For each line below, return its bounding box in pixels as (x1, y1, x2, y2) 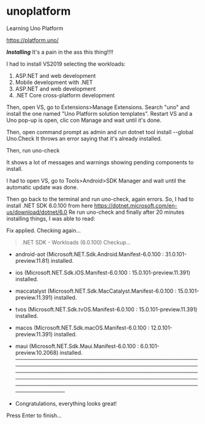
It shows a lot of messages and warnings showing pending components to (6, 158, 194, 166)
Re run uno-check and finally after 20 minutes (68, 208, 185, 216)
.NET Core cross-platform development (15, 91, 115, 99)
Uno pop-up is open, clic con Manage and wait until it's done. (6, 116, 162, 124)
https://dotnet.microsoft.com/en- (94, 202, 177, 209)
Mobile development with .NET (15, 78, 93, 86)
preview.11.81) (15, 257, 50, 264)
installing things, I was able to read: (6, 214, 95, 222)
